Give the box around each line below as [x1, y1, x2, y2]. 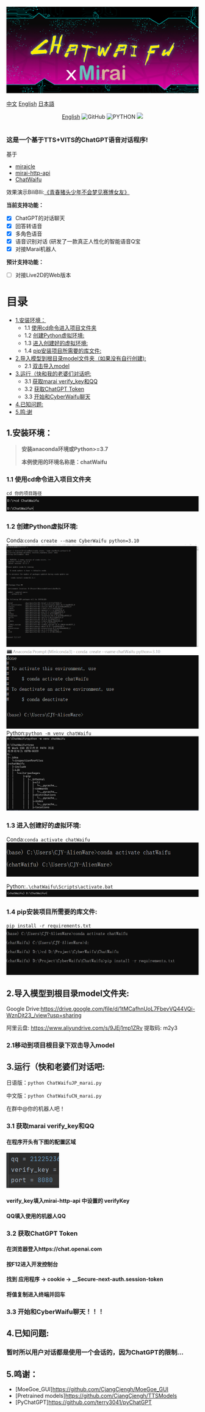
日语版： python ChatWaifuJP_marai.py [6, 1079, 102, 1087]
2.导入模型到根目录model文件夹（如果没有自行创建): [15, 354, 146, 362]
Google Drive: [6, 1005, 41, 1013]
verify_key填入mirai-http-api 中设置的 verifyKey [6, 1197, 130, 1205]
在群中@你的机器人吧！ [6, 1105, 65, 1112]
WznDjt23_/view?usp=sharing [6, 1011, 82, 1019]
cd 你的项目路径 [6, 490, 42, 496]
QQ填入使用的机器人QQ [6, 1212, 66, 1219]
